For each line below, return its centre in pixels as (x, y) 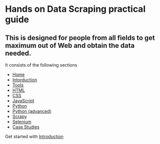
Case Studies (26, 127)
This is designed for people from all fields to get (80, 38)
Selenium (22, 122)
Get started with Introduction (34, 136)
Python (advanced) (32, 111)
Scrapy (20, 116)
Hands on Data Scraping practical (75, 9)
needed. (18, 53)
